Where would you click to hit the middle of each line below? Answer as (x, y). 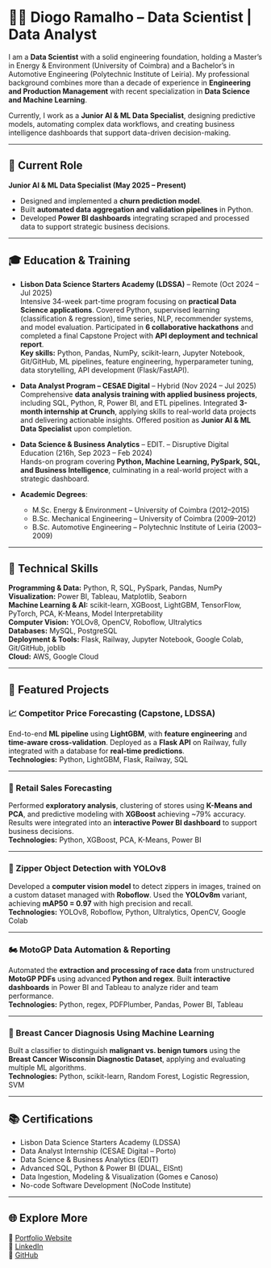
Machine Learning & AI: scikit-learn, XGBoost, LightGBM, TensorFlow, (125, 605)
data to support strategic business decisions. (95, 226)
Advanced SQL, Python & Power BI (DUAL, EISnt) (102, 1169)
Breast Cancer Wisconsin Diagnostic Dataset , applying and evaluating (127, 1059)
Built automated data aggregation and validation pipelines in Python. (136, 209)
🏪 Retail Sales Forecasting (60, 788)
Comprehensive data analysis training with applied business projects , (139, 394)
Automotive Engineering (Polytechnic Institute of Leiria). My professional (129, 74)
